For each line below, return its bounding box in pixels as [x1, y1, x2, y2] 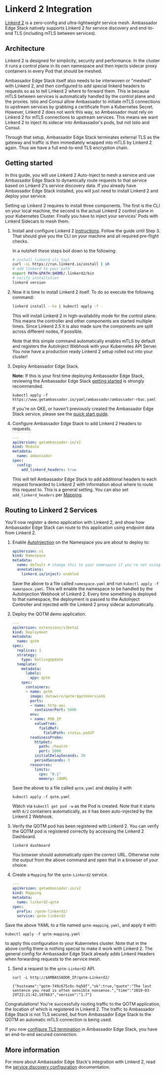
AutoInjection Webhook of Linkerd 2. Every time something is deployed [12, 591, 157, 597]
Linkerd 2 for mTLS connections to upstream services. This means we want [5, 114, 159, 120]
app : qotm [30, 676, 50, 681]
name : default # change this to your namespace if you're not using [17, 562, 161, 567]
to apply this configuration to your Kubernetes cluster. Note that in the [5, 941, 147, 946]
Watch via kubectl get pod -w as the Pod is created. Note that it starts [12, 803, 155, 809]
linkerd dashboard [12, 843, 50, 848]
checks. [12, 238, 29, 244]
